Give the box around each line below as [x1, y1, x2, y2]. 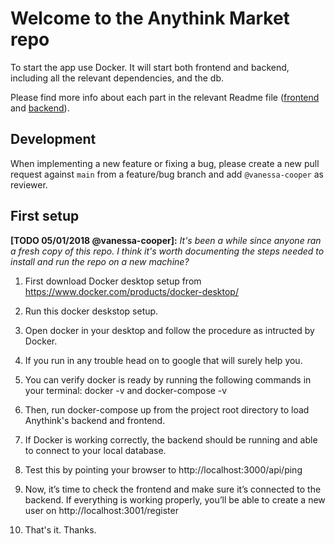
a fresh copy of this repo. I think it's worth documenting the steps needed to [10, 245, 325, 257]
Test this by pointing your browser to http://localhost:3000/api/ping [24, 463, 303, 476]
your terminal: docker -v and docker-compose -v [24, 384, 228, 396]
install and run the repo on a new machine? [10, 255, 190, 267]
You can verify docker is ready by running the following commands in [24, 373, 312, 386]
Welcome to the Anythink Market [10, 7, 290, 30]
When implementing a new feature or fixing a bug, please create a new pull [10, 157, 320, 169]
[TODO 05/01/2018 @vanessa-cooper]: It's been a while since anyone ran [10, 234, 322, 246]
